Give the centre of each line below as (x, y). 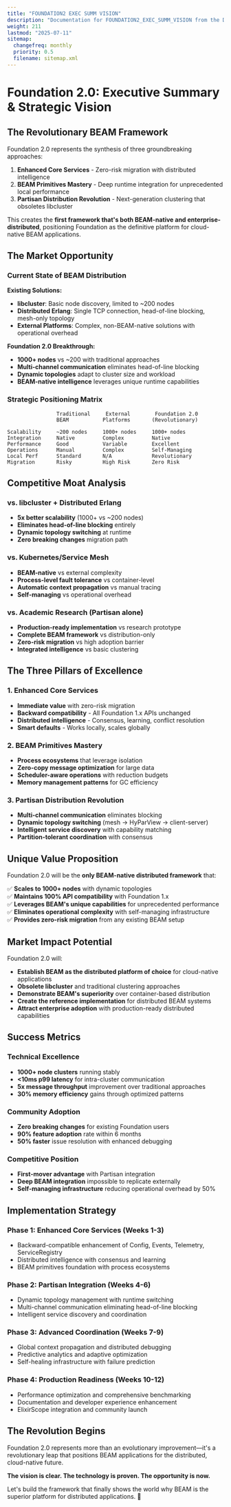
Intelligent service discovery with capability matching (94, 830)
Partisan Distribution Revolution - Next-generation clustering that (111, 199)
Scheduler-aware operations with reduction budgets (92, 775)
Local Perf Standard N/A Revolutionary (100, 456)
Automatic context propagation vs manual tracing (89, 587)
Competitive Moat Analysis (66, 483)
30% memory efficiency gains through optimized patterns (100, 1094)
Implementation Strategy (62, 1210)
